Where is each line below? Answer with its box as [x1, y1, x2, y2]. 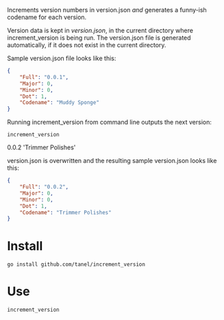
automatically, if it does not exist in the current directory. [7, 41, 166, 49]
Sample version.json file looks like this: [7, 54, 116, 62]
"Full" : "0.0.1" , [19, 73, 69, 81]
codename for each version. [7, 13, 87, 21]
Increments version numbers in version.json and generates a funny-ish [7, 6, 207, 14]
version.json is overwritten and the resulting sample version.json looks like [7, 157, 217, 165]
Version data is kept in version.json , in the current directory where [7, 27, 194, 34]
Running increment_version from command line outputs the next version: [7, 118, 212, 126]
